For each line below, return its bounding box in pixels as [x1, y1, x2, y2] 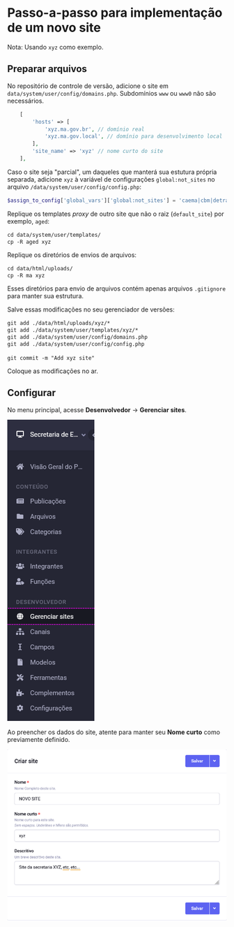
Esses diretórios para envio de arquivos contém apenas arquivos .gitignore [7, 284, 226, 293]
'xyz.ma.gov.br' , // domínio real [44, 126, 145, 133]
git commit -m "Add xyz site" [7, 354, 95, 361]
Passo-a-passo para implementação [7, 5, 223, 21]
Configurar [7, 387, 56, 399]
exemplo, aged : [7, 217, 50, 225]
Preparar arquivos [7, 63, 87, 75]
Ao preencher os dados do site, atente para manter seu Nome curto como [7, 728, 221, 736]
